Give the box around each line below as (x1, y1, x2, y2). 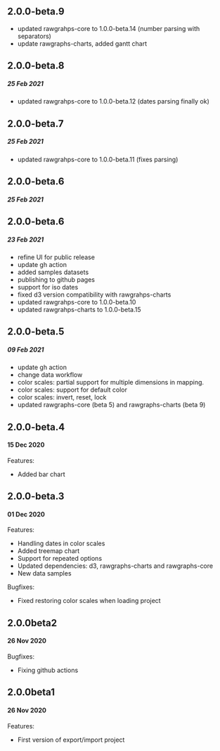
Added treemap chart (17, 547, 80, 555)
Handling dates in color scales (17, 539, 105, 548)
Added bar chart (17, 470, 65, 478)
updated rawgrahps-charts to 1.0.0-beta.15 (17, 305, 141, 314)
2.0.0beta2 (7, 616, 58, 629)
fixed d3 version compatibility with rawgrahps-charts (17, 290, 172, 299)
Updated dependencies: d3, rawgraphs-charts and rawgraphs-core (17, 561, 213, 570)
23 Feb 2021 (7, 235, 44, 244)
